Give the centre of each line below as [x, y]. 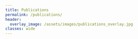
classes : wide [20, 29]
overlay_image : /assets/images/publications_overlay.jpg [72, 24]
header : [13, 19]
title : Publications [27, 10]
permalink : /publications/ [34, 15]
